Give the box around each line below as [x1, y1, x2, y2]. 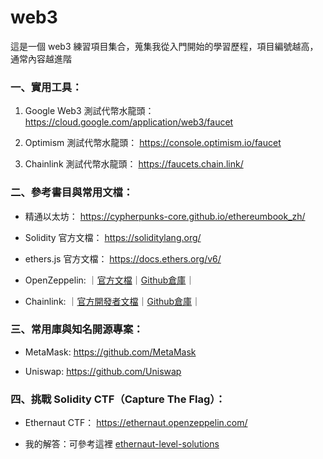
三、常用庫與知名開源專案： [10, 322, 144, 336]
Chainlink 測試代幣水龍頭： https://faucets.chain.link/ [24, 158, 244, 170]
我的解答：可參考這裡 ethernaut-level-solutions [24, 438, 220, 450]
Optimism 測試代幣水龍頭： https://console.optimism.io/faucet [24, 137, 282, 149]
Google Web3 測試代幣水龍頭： [24, 105, 155, 117]
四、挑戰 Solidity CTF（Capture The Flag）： [10, 392, 226, 406]
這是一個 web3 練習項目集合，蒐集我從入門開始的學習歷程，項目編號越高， [10, 40, 319, 52]
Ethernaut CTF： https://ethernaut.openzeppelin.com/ [24, 417, 248, 429]
